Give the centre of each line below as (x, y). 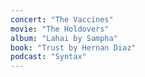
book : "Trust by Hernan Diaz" (73, 47)
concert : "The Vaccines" (62, 19)
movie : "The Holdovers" (60, 29)
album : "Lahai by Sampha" (64, 38)
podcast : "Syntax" (48, 57)
